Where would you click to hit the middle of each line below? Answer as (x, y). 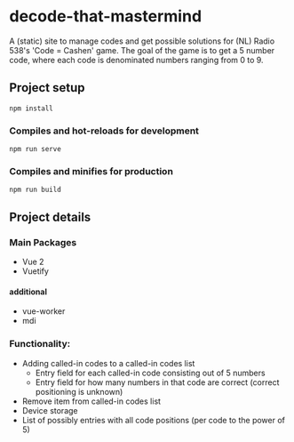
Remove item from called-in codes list (91, 401)
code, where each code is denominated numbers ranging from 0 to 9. (136, 60)
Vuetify (35, 271)
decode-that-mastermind (106, 16)
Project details (50, 217)
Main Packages (43, 242)
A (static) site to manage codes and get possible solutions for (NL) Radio (142, 41)
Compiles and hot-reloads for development (104, 131)
